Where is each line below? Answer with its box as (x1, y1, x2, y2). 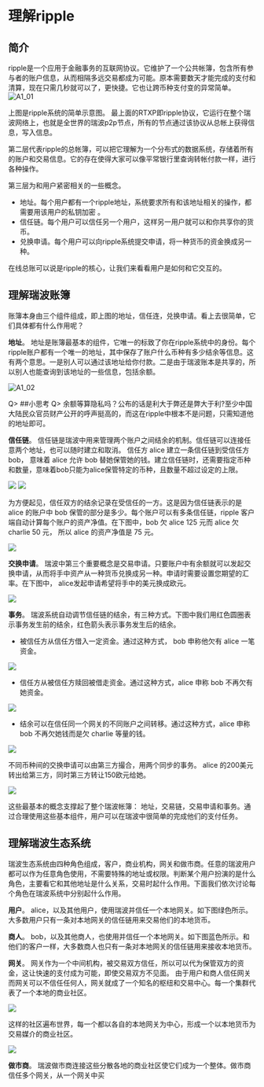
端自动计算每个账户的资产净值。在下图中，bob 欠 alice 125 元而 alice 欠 (8, 517, 240, 527)
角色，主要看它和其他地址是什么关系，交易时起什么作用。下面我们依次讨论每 (8, 879, 256, 888)
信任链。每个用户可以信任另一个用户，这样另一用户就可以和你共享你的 (19, 217, 247, 227)
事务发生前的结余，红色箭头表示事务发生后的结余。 (14, 619, 181, 629)
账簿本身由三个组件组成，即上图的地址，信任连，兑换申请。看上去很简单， (8, 311, 249, 320)
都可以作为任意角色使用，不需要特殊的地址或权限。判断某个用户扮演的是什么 (8, 868, 256, 878)
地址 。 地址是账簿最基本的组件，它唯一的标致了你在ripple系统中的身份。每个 (8, 337, 256, 347)
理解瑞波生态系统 (8, 837, 91, 850)
